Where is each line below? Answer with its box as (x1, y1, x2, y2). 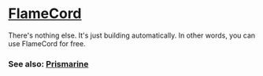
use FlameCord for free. (8, 38, 86, 48)
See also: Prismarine (8, 58, 89, 69)
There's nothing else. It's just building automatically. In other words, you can (8, 31, 256, 40)
